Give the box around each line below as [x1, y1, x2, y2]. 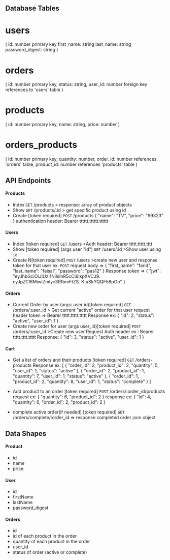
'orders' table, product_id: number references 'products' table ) [5, 161, 138, 167]
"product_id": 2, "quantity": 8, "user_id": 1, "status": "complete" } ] [12, 378, 151, 385]
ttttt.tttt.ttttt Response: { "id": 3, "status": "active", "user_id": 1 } [12, 334, 145, 340]
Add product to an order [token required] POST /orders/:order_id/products [12, 389, 165, 395]
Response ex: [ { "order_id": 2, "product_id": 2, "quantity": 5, [32, 362, 159, 368]
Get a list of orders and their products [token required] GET [12, 357, 134, 363]
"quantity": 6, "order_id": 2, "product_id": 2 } [12, 399, 106, 405]
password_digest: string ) [5, 47, 58, 53]
